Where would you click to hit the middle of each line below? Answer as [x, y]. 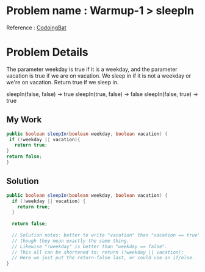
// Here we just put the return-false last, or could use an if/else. [103, 258]
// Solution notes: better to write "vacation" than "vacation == [98, 235]
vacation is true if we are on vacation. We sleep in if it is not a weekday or [99, 75]
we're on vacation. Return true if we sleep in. [63, 82]
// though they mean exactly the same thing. [71, 241]
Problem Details [47, 52]
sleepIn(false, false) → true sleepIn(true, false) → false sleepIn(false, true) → [102, 94]
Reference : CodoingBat [36, 28]
